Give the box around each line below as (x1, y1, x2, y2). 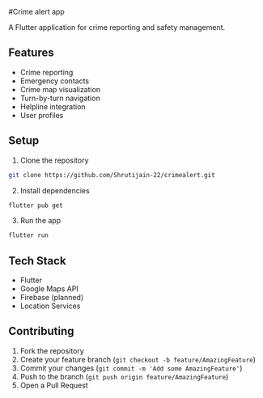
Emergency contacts (19, 76, 90, 86)
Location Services (19, 301, 81, 311)
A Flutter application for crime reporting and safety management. (8, 23, 226, 32)
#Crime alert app (8, 7, 65, 16)
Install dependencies (19, 185, 91, 195)
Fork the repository (19, 345, 85, 355)
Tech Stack (8, 254, 66, 268)
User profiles (19, 110, 64, 120)
